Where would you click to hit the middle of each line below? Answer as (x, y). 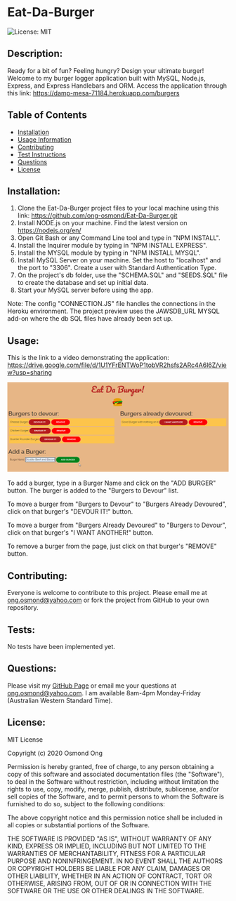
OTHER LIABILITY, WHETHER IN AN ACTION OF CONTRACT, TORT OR (110, 876)
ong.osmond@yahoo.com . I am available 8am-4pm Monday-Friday (104, 693)
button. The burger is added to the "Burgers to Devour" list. (93, 490)
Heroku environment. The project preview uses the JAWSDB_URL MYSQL (113, 311)
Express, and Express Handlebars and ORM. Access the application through (117, 86)
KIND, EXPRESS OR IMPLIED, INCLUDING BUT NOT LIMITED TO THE (107, 846)
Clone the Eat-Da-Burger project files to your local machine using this (118, 208)
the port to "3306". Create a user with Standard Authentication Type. (117, 268)
